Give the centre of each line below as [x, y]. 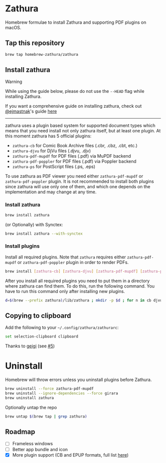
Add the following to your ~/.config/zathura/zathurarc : [62, 328]
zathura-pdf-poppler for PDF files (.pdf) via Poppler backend [74, 162]
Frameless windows [33, 444]
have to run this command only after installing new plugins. [65, 291]
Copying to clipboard [38, 316]
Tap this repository [35, 43]
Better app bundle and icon [40, 449]
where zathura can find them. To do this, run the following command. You [80, 286]
